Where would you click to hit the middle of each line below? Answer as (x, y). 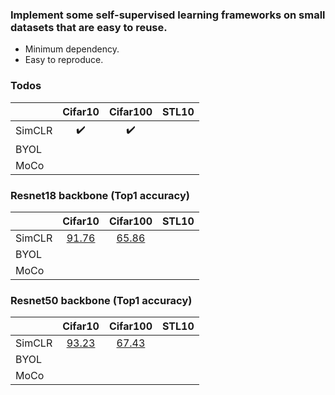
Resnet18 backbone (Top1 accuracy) (100, 195)
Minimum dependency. (72, 49)
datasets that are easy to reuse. (89, 27)
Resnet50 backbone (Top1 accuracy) (101, 300)
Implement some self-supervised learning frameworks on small (168, 15)
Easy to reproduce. (64, 60)
